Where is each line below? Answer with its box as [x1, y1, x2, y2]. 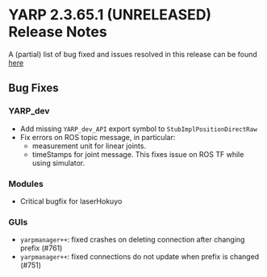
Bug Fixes [8, 81, 59, 95]
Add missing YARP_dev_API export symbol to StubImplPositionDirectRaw [19, 123, 258, 134]
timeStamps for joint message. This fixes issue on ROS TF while [31, 149, 244, 159]
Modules [8, 178, 44, 189]
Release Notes [8, 23, 107, 41]
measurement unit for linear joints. [31, 141, 147, 151]
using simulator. [31, 158, 86, 167]
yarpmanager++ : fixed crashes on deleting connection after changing [19, 235, 245, 245]
